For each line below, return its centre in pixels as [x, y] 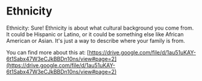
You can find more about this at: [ [48, 52]
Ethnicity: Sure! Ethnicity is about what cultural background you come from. [100, 28]
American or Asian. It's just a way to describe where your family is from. [96, 40]
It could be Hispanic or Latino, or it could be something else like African [95, 34]
